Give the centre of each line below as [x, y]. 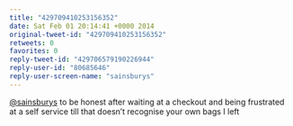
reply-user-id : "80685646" [60, 68]
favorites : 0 [34, 51]
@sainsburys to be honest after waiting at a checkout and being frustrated [147, 102]
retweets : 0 [31, 43]
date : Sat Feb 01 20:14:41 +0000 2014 [82, 26]
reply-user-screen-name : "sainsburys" [82, 76]
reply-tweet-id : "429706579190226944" [82, 59]
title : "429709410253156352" [64, 18]
